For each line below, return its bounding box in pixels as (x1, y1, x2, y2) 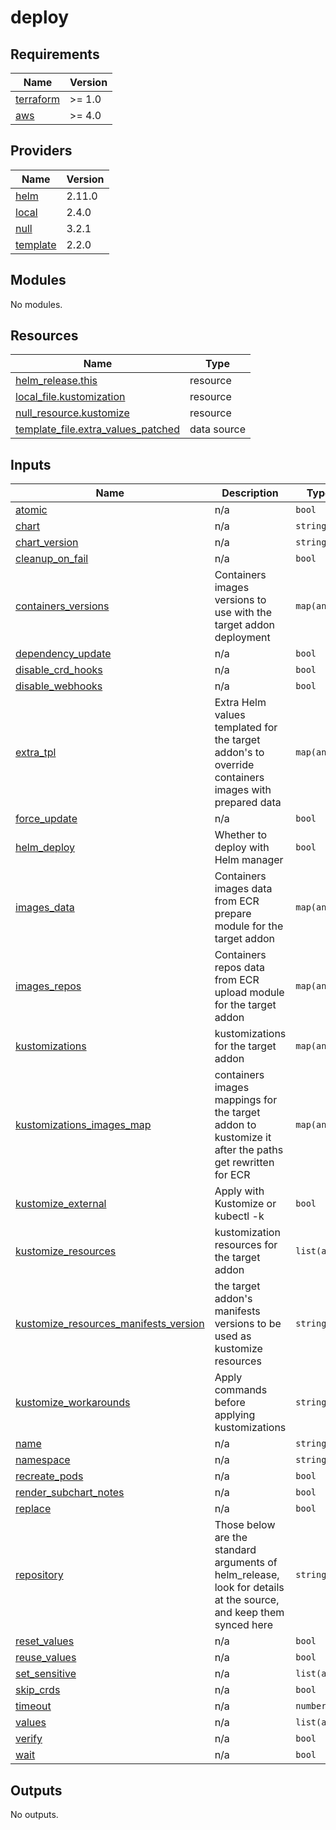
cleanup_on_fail (15, 552, 89, 566)
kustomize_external (15, 1197, 107, 1211)
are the (214, 1531, 248, 1545)
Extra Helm (214, 696, 267, 710)
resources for (214, 1238, 278, 1252)
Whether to (214, 828, 268, 842)
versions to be (214, 1317, 282, 1331)
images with (214, 783, 272, 797)
